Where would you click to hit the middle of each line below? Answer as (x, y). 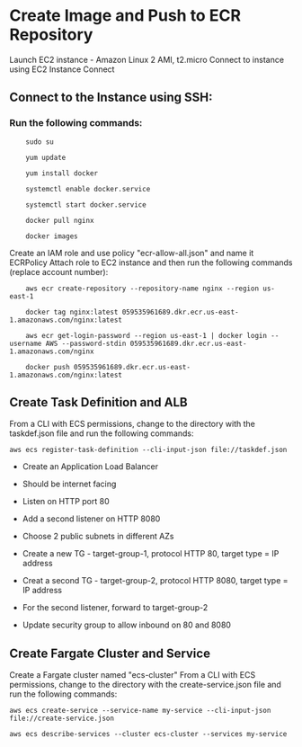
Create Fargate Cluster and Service (110, 653)
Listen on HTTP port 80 (66, 502)
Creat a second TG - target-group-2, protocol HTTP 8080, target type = (155, 581)
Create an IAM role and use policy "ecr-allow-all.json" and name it (132, 253)
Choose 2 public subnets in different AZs (98, 537)
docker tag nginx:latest (72, 312)
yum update (46, 157)
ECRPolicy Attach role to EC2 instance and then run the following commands (151, 262)
